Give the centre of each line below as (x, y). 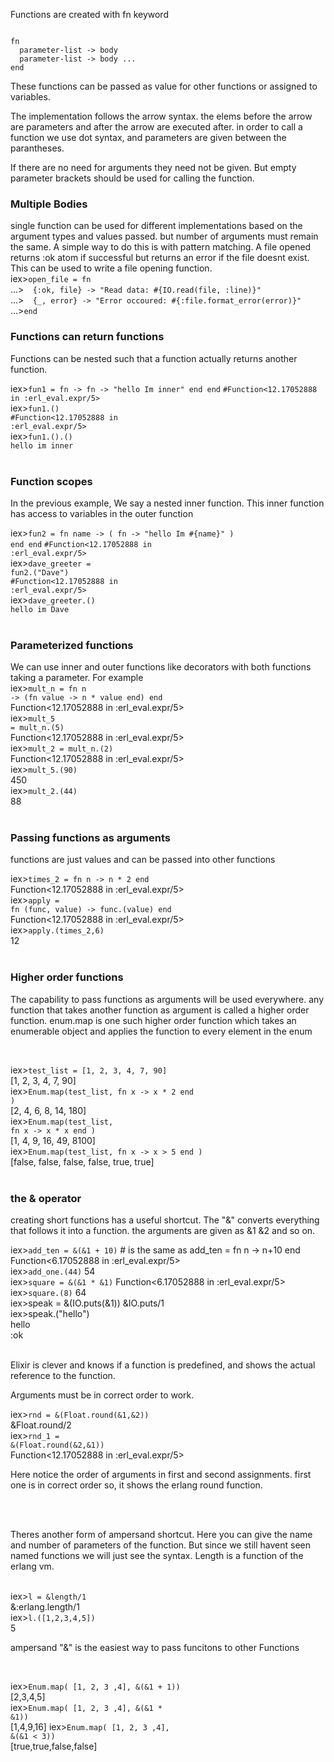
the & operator (46, 1198)
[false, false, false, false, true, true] (82, 1161)
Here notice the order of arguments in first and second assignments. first (161, 1475)
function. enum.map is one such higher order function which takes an (153, 1020)
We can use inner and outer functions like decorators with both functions (161, 667)
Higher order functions (67, 977)
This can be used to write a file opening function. (111, 268)
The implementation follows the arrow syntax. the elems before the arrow (161, 116)
